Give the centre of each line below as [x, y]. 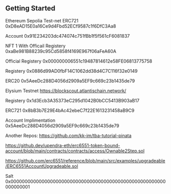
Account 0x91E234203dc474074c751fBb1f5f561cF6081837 [68, 36]
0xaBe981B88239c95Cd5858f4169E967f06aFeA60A [61, 51]
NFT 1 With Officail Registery [35, 46]
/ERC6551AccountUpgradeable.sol [42, 166]
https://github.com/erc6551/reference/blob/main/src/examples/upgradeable [85, 160]
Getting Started [30, 8]
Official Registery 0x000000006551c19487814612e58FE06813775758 [79, 61]
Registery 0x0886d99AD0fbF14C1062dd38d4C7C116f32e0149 [71, 71]
